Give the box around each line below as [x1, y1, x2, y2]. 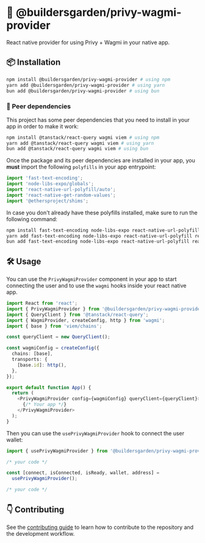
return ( [12, 390, 34, 396]
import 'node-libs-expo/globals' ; [6, 181, 95, 187]
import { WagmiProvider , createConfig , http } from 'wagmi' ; [6, 317, 165, 323]
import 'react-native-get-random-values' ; [6, 192, 116, 198]
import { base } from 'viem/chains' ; [6, 323, 103, 329]
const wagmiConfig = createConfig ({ [6, 345, 99, 351]
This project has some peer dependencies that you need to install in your [6, 116, 190, 123]
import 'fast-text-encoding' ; [6, 175, 84, 181]
